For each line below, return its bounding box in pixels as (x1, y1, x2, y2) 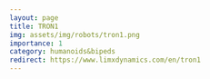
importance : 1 (9, 38, 64, 48)
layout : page (9, 13, 59, 23)
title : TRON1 (9, 22, 59, 31)
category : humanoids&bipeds (9, 47, 116, 56)
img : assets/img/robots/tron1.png (9, 30, 141, 39)
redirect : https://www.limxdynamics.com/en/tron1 (9, 55, 202, 64)
